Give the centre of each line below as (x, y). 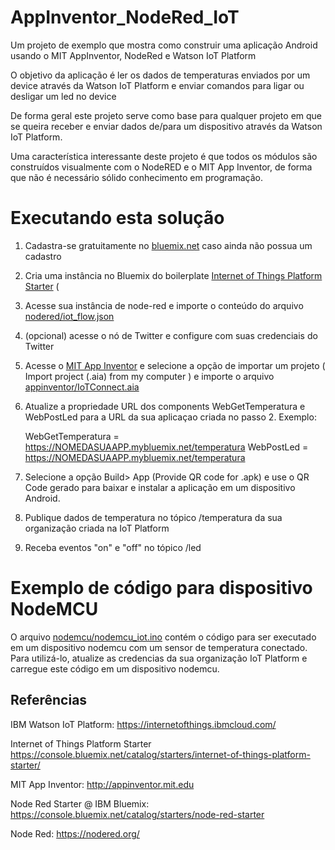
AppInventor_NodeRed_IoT (125, 17)
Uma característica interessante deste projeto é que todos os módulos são (164, 156)
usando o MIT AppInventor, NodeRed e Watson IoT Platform (133, 55)
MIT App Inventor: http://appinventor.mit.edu (102, 784)
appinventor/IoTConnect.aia (82, 387)
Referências (49, 700)
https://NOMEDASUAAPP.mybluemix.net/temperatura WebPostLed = (166, 447)
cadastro (43, 256)
